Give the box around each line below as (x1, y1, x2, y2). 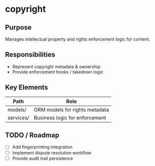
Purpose (5, 23, 32, 32)
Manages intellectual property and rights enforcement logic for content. (5, 36, 151, 42)
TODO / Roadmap (5, 131, 60, 139)
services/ (7, 114, 30, 121)
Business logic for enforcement (33, 114, 106, 121)
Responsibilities (5, 50, 56, 59)
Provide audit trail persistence (12, 155, 73, 161)
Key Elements (5, 83, 48, 92)
